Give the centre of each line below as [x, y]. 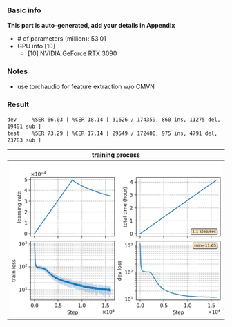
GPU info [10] [36, 46]
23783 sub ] [24, 140]
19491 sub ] [24, 127]
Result [18, 104]
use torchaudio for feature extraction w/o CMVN [86, 86]
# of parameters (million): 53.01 [61, 39]
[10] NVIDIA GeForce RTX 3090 [72, 53]
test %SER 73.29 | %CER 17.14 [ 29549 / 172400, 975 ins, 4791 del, [112, 133]
